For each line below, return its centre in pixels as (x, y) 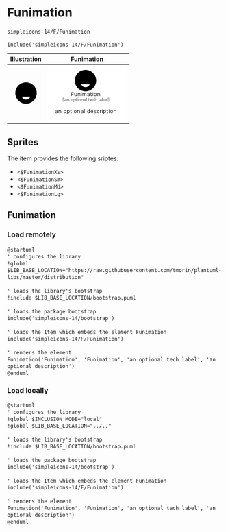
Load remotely (32, 234)
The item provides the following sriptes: (63, 158)
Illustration (26, 59)
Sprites (23, 142)
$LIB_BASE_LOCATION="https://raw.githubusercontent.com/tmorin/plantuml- (115, 270)
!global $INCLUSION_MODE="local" (55, 419)
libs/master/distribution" (46, 277)
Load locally (28, 390)
